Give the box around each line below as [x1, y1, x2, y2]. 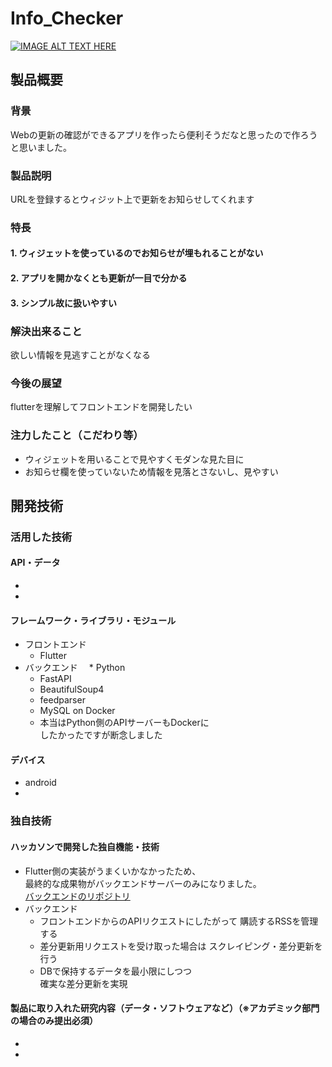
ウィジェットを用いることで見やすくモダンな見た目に [24, 453, 245, 465]
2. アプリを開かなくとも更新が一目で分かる [10, 272, 188, 284]
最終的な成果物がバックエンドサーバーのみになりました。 [24, 877, 262, 889]
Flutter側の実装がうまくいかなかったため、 [24, 865, 202, 877]
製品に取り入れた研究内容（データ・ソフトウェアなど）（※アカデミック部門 [10, 1002, 320, 1014]
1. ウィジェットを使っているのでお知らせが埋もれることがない [10, 247, 264, 259]
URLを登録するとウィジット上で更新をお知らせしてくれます [10, 193, 255, 205]
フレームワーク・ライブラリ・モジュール [10, 614, 177, 626]
